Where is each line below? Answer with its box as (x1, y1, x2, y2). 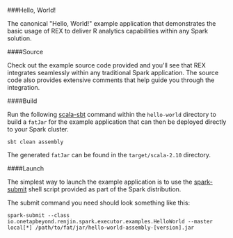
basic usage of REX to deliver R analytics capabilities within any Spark (7, 27, 209, 35)
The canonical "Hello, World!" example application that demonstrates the (7, 19, 216, 27)
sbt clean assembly (7, 138, 64, 145)
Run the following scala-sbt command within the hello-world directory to (7, 111, 217, 118)
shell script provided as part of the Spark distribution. (28, 185, 182, 193)
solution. (7, 34, 33, 42)
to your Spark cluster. (7, 125, 70, 133)
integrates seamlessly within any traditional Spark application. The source (7, 69, 219, 77)
